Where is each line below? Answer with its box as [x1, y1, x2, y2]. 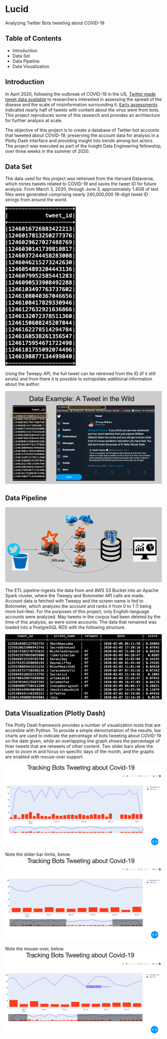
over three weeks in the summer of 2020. [5, 148, 90, 154]
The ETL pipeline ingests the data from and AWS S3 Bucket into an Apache [5, 587, 159, 593]
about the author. [5, 381, 41, 387]
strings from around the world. [5, 197, 68, 203]
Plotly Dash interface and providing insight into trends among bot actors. [5, 138, 154, 144]
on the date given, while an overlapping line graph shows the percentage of [5, 738, 160, 744]
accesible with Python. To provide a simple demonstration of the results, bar [5, 727, 162, 733]
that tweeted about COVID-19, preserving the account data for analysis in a [5, 132, 159, 138]
